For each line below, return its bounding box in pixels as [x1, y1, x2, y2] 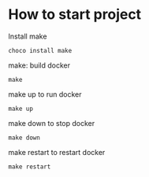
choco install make [8, 46, 73, 54]
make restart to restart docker [8, 147, 106, 157]
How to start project [8, 6, 142, 24]
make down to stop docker [8, 118, 95, 127]
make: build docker [8, 61, 71, 70]
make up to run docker [8, 89, 82, 99]
